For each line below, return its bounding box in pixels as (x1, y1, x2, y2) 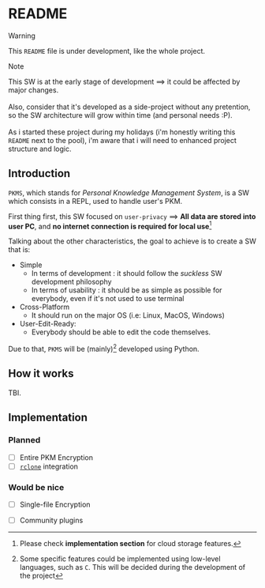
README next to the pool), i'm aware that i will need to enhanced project (8, 135, 237, 145)
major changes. (8, 85, 59, 95)
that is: (8, 245, 31, 254)
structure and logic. (8, 144, 72, 153)
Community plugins (19, 515, 84, 526)
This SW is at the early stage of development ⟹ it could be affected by (8, 77, 241, 86)
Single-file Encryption (19, 499, 91, 509)
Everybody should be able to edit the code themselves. (31, 327, 211, 337)
